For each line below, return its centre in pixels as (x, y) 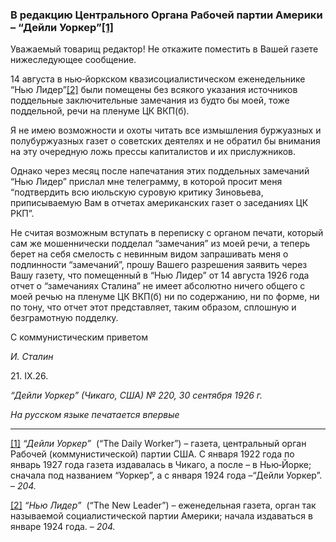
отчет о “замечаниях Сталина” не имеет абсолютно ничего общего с (158, 286)
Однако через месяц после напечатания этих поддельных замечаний (160, 171)
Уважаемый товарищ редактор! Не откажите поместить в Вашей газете (164, 49)
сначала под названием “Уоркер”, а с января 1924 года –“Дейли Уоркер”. (166, 475)
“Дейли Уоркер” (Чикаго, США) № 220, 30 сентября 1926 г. (136, 395)
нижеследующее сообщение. (73, 60)
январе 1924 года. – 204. (63, 527)
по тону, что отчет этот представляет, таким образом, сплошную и (153, 307)
